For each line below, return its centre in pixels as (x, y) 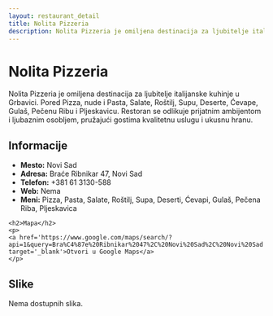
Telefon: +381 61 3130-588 (65, 182)
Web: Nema (40, 191)
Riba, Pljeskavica (48, 208)
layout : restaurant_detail (54, 16)
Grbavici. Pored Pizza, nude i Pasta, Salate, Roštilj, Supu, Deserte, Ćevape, (133, 103)
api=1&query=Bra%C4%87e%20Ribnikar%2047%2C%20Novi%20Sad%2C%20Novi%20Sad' (138, 245)
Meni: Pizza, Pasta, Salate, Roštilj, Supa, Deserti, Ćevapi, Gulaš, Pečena (141, 200)
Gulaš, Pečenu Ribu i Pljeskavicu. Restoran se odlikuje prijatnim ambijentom (135, 112)
